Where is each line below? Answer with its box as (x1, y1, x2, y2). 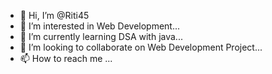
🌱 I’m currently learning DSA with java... (19, 31, 183, 42)
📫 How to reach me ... (19, 53, 113, 64)
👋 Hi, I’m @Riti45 (19, 10, 90, 21)
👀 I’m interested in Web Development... (19, 20, 181, 32)
